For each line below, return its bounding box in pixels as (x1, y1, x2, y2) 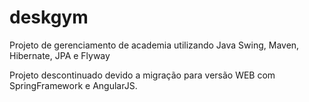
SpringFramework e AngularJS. (9, 79, 138, 91)
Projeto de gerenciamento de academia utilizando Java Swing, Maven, (9, 39, 300, 51)
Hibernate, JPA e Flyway (9, 49, 111, 61)
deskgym (9, 6, 89, 29)
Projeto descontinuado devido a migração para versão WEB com (9, 69, 276, 81)
